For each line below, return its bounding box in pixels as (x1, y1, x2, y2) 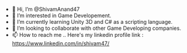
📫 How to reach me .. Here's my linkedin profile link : (11, 32, 144, 38)
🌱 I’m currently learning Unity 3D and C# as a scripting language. (11, 18, 173, 25)
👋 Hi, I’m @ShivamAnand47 (11, 6, 80, 13)
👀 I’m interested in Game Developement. (11, 12, 112, 19)
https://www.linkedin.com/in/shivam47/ (11, 40, 110, 47)
